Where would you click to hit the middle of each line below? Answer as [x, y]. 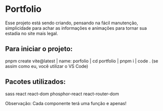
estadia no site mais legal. [32, 33]
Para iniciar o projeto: [39, 49]
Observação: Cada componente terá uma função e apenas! [66, 103]
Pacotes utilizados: [36, 82]
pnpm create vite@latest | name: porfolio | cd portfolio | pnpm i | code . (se [82, 61]
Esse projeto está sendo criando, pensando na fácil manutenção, [72, 23]
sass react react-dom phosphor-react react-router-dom [62, 94]
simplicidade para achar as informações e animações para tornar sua [76, 28]
